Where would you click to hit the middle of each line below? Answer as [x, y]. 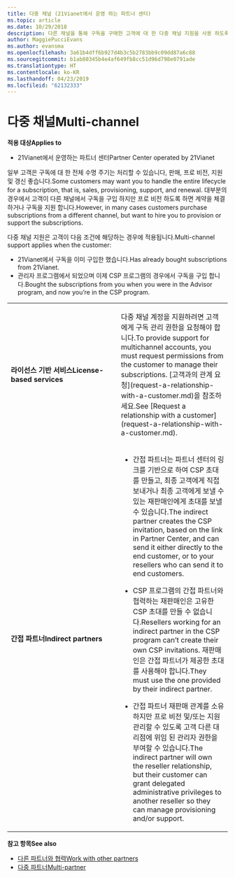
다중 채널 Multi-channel [73, 122]
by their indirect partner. [172, 689]
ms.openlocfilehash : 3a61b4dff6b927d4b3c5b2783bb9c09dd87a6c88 [101, 53]
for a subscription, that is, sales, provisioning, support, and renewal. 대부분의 [117, 190]
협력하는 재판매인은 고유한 [173, 601]
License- [88, 370]
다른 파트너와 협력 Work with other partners [78, 858]
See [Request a [161, 406]
